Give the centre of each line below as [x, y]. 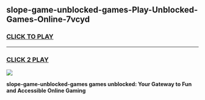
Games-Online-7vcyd [48, 20]
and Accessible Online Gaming [46, 90]
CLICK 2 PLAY [27, 59]
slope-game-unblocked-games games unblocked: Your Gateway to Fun [99, 84]
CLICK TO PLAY [30, 37]
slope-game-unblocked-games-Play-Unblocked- [102, 10]
